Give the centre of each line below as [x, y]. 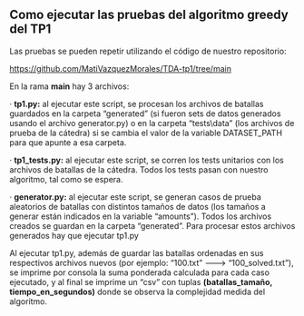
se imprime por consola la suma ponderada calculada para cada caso [140, 272]
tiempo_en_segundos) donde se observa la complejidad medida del [137, 291]
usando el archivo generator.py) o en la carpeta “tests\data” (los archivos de [152, 123]
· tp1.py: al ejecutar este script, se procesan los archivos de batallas [137, 104]
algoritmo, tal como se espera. [67, 179]
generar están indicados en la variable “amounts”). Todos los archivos [141, 216]
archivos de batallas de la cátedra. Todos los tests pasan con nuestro [139, 169]
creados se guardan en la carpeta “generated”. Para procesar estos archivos [152, 225]
